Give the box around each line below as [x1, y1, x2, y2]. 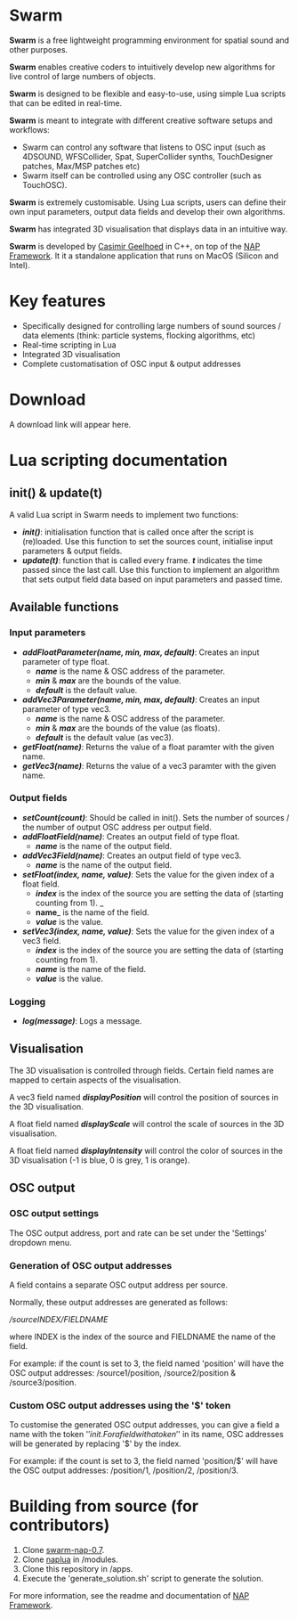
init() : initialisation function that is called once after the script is [21, 527, 254, 537]
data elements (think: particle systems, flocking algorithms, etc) [21, 330, 256, 340]
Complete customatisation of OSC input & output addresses [21, 358, 242, 369]
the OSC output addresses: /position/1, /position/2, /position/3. [9, 1465, 238, 1476]
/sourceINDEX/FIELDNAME [9, 1313, 109, 1324]
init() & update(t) [9, 486, 103, 501]
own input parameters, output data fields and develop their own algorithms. [9, 206, 286, 217]
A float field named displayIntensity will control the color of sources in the [9, 1145, 283, 1156]
